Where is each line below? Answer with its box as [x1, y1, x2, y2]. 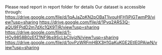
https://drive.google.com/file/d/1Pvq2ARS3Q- [39, 19, 130, 25]
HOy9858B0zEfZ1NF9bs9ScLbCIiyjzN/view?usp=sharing [5, 34, 119, 40]
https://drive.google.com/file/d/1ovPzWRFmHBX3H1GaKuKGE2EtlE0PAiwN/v [5, 40, 158, 45]
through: [5, 9, 22, 15]
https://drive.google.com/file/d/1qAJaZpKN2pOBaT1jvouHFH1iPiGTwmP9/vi [5, 14, 156, 20]
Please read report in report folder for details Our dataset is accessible [5, 4, 146, 10]
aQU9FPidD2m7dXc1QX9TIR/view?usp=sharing [5, 24, 100, 30]
